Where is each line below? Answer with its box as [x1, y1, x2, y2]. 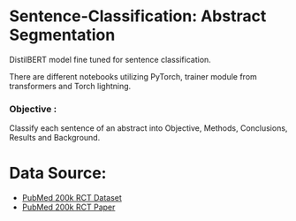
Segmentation [9, 25, 116, 45]
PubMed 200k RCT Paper [21, 202, 116, 213]
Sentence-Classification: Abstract [9, 6, 267, 27]
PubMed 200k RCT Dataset [21, 193, 122, 203]
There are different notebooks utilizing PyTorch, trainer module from [9, 71, 258, 81]
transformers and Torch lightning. [9, 80, 132, 91]
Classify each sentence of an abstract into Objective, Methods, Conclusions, [9, 123, 288, 133]
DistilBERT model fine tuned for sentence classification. [9, 54, 212, 65]
